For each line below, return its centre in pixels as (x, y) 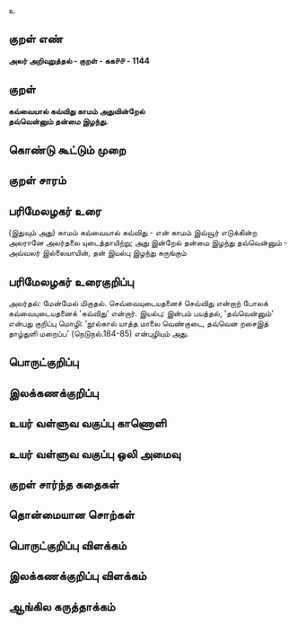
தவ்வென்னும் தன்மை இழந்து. (58, 121)
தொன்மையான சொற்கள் (72, 515)
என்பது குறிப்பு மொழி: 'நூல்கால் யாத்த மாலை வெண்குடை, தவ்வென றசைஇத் (139, 323)
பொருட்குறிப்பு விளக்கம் (68, 546)
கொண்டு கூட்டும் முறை (67, 150)
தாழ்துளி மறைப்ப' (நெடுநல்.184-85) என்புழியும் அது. (99, 334)
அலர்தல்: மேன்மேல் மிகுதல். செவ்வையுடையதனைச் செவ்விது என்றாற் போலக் (138, 304)
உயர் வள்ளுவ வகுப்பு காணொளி (87, 423)
